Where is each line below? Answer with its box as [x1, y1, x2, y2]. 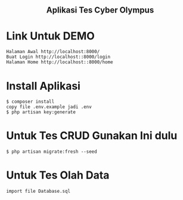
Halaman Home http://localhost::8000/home [6, 59, 113, 65]
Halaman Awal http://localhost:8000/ [6, 49, 100, 55]
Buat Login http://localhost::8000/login [6, 54, 111, 60]
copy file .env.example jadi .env [6, 104, 92, 110]
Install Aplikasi [6, 79, 80, 93]
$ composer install [6, 99, 55, 105]
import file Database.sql [6, 188, 70, 195]
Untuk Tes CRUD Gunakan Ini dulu [6, 129, 178, 143]
